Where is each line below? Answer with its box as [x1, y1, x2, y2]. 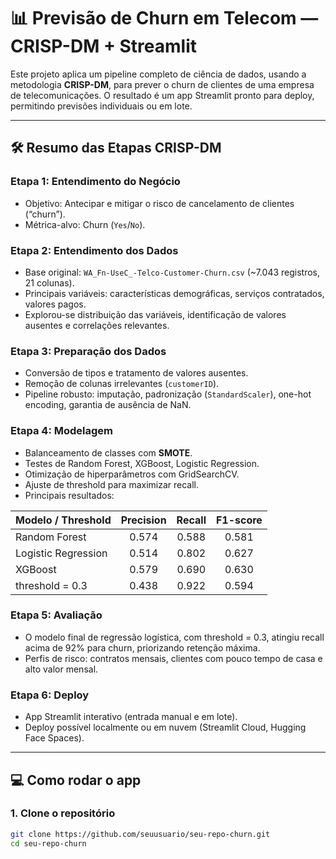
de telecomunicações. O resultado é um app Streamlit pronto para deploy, [10, 89, 315, 101]
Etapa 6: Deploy [10, 688, 90, 702]
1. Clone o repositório [10, 806, 116, 820]
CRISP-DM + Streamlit [10, 35, 198, 58]
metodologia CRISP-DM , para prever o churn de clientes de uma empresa [10, 78, 315, 90]
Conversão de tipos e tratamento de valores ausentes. [24, 367, 249, 379]
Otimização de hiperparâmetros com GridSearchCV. [24, 468, 240, 480]
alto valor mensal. [24, 663, 99, 675]
